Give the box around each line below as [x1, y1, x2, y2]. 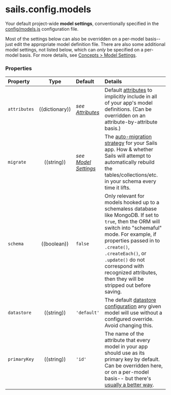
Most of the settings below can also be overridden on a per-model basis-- [5, 36, 161, 42]
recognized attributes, [104, 269, 158, 276]
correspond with [104, 263, 144, 270]
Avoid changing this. [104, 322, 154, 329]
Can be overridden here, [104, 362, 163, 369]
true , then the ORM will [104, 218, 160, 225]
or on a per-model [104, 368, 149, 376]
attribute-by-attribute [104, 118, 158, 126]
